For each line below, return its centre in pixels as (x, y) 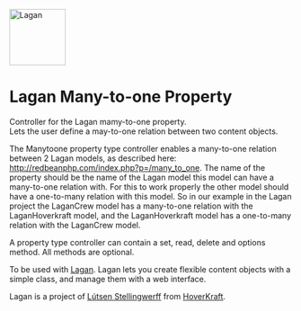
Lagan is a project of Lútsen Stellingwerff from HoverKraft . (118, 296)
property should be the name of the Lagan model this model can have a (142, 177)
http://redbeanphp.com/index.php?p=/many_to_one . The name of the (137, 167)
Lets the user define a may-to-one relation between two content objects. (144, 131)
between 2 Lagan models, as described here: (93, 158)
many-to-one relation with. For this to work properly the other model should (149, 187)
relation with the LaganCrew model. (75, 225)
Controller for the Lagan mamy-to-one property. (98, 121)
